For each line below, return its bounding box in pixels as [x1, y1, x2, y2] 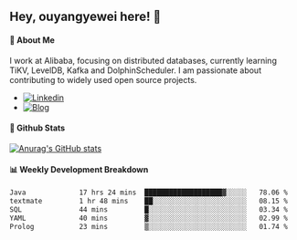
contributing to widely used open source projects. [9, 74, 197, 85]
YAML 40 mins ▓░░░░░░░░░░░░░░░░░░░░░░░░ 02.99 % [9, 214, 288, 223]
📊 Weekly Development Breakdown [9, 164, 149, 175]
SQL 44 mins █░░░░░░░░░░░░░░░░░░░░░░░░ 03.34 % [9, 204, 288, 214]
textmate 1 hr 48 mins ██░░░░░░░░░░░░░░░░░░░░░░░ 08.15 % [9, 196, 288, 205]
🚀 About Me [9, 34, 55, 46]
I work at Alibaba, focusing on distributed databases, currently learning [9, 55, 277, 66]
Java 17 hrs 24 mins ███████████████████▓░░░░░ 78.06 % [9, 188, 288, 197]
